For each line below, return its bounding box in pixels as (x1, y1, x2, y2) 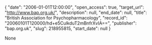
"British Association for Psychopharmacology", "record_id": (5, 15, 128, 20)
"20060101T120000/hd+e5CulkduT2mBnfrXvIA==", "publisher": (5, 20, 137, 26)
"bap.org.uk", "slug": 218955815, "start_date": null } (5, 25, 111, 31)
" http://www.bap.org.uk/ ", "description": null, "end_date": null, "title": (5, 9, 147, 15)
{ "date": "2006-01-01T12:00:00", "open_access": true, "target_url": (5, 4, 144, 10)
